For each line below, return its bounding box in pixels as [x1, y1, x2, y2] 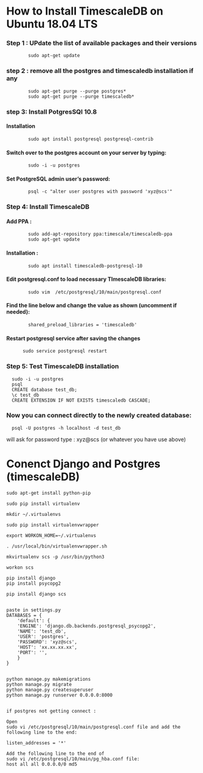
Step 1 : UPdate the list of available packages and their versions [6, 39, 198, 47]
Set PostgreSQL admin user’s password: [6, 175, 111, 182]
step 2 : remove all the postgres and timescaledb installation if [6, 67, 194, 75]
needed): [6, 308, 30, 315]
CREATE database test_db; [12, 386, 78, 393]
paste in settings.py [6, 606, 61, 613]
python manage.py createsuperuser [6, 687, 94, 693]
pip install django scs [6, 591, 67, 597]
